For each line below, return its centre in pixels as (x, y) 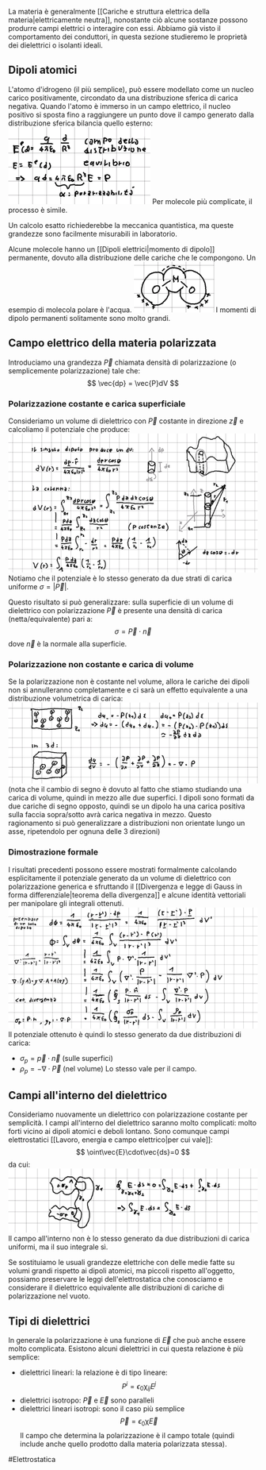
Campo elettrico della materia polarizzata (112, 343)
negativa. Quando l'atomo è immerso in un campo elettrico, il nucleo (120, 106)
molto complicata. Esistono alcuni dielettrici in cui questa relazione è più (126, 1348)
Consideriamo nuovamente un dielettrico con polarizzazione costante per (128, 1114)
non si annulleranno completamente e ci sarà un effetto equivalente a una (128, 690)
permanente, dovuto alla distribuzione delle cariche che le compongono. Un (132, 257)
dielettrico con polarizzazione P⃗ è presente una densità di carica (116, 610)
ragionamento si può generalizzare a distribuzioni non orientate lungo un (127, 823)
